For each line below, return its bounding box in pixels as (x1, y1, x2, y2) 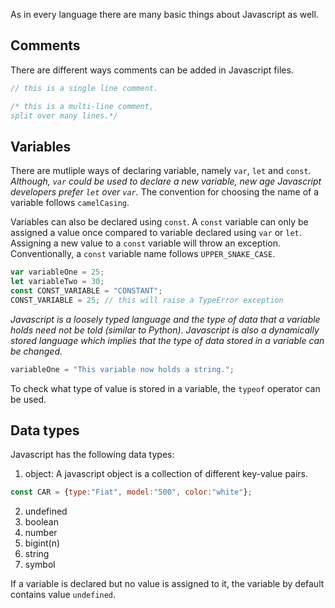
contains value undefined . (10, 589, 117, 601)
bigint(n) (24, 537, 61, 549)
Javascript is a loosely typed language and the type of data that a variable (10, 313, 321, 325)
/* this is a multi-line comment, (10, 101, 155, 111)
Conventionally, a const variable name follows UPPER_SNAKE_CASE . (10, 248, 276, 260)
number (24, 527, 58, 539)
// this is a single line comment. (10, 83, 159, 93)
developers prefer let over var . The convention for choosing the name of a (10, 186, 320, 198)
